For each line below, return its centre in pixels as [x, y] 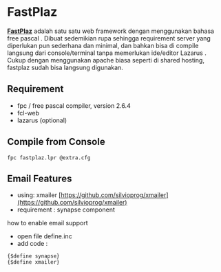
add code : [32, 244]
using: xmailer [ [39, 195]
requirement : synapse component [66, 209]
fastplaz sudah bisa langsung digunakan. [65, 67]
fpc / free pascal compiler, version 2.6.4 [74, 105]
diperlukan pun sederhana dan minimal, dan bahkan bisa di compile [103, 45]
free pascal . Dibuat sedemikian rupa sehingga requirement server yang [109, 38]
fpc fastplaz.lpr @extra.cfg [49, 158]
